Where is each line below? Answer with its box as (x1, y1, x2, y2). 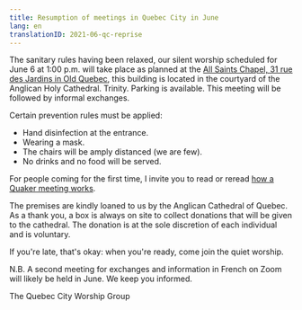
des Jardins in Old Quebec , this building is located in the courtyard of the (9, 74, 280, 84)
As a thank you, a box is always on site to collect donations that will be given (9, 210, 293, 221)
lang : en (9, 22, 42, 31)
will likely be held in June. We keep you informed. (9, 273, 193, 284)
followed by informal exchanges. (9, 93, 130, 103)
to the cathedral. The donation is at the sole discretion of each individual (9, 219, 278, 230)
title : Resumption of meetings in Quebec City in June (9, 13, 219, 22)
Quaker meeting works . (9, 183, 96, 194)
